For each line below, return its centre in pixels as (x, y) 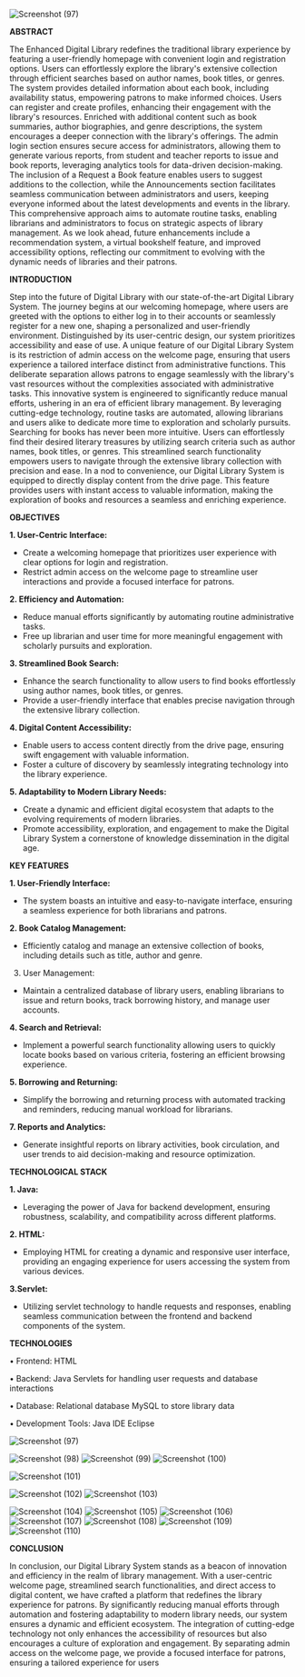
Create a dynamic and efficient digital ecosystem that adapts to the (148, 809)
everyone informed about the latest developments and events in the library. (150, 204)
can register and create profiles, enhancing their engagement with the (140, 107)
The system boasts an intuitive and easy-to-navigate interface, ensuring (157, 901)
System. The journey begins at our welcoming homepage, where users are (149, 306)
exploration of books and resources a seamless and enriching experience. (148, 499)
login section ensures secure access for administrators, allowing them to (145, 146)
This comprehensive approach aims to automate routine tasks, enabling (143, 213)
